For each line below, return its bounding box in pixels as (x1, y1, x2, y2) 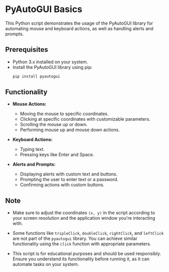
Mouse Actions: (12, 101, 47, 107)
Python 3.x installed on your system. (12, 59, 88, 65)
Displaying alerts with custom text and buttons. (20, 171, 118, 177)
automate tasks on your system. (12, 261, 79, 267)
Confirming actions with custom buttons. (20, 182, 105, 188)
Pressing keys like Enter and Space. (20, 152, 95, 158)
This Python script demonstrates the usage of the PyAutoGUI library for (5, 20, 153, 26)
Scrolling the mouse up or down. (20, 122, 88, 128)
